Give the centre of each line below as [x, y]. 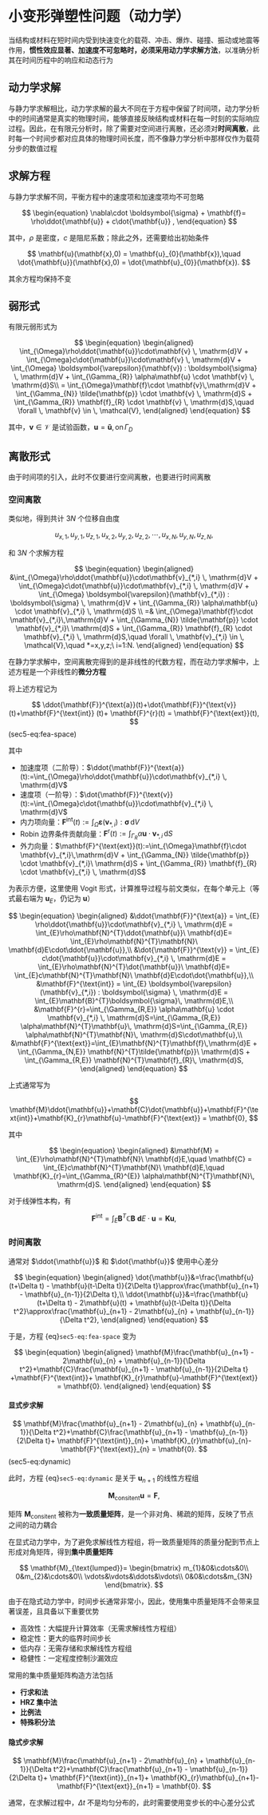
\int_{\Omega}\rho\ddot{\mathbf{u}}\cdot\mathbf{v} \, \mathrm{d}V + [134, 351]
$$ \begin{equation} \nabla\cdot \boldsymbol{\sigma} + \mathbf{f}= [134, 212]
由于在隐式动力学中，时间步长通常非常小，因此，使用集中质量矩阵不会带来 [130, 1602]
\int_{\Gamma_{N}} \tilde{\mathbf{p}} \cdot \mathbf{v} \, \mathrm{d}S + [134, 394]
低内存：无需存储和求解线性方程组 [76, 1648]
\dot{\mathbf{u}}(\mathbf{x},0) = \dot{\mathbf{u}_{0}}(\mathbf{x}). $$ [134, 262]
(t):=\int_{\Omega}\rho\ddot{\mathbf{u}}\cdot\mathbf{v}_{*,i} [120, 776]
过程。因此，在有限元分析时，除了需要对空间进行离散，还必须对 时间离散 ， [130, 128]
